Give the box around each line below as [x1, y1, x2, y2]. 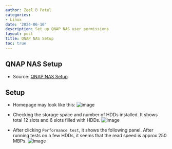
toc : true [5, 41, 27, 46]
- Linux [5, 17, 22, 22]
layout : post [5, 31, 33, 36]
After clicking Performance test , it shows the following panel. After [12, 127, 154, 133]
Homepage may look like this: [12, 102, 75, 108]
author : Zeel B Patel [5, 7, 52, 13]
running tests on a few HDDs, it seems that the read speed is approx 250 [12, 133, 167, 139]
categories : [5, 12, 31, 17]
